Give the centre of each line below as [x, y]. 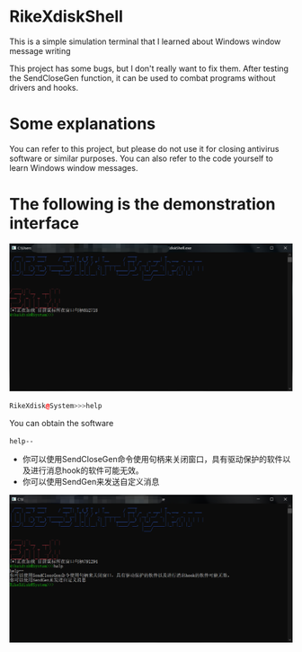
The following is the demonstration [142, 205]
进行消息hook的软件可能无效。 [87, 470]
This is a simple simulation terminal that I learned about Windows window [145, 41]
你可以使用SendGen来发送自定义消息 [91, 482]
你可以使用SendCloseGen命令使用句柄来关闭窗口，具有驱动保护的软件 [152, 459]
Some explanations [83, 124]
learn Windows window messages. [74, 167]
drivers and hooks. [44, 87]
